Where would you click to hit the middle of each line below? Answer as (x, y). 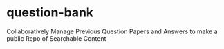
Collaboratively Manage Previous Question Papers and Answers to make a (112, 31)
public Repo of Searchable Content (56, 38)
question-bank (50, 13)
